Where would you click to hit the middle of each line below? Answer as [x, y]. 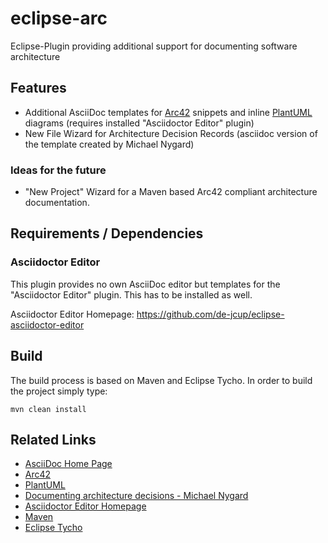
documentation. [57, 203]
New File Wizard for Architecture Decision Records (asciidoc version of [171, 133]
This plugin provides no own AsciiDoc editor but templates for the [145, 284]
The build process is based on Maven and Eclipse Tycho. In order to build [161, 380]
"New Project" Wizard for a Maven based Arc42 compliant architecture [171, 192]
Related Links [53, 439]
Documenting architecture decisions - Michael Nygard [136, 496]
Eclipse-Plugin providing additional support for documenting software [154, 46]
